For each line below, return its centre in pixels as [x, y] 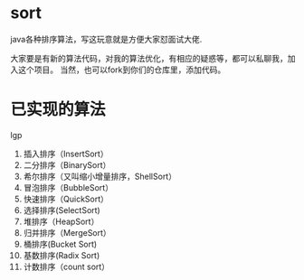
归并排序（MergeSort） [67, 232]
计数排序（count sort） [66, 266]
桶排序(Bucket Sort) [60, 244]
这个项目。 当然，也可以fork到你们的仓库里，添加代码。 [122, 70]
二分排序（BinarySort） [67, 164]
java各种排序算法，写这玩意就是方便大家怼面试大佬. [106, 39]
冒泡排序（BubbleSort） [68, 187]
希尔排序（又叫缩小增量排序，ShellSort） [100, 176]
